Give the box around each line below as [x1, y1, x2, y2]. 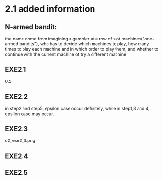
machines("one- [121, 36, 155, 41]
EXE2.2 [5, 93, 28, 101]
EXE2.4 [5, 152, 28, 160]
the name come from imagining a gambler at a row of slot [5, 36, 121, 41]
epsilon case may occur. [5, 111, 54, 117]
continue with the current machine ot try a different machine [5, 51, 127, 57]
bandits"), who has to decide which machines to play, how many [19, 41, 149, 47]
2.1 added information [5, 3, 95, 15]
